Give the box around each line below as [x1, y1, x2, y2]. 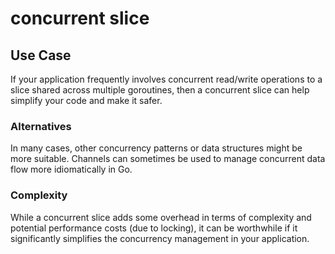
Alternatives [10, 119, 72, 133]
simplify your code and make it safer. [10, 95, 163, 106]
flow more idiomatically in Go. [10, 163, 133, 176]
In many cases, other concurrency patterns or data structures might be [10, 142, 303, 154]
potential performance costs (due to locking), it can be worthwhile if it [10, 222, 298, 234]
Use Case [10, 47, 72, 64]
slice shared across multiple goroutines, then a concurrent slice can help [10, 84, 310, 96]
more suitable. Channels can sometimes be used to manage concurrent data [10, 153, 326, 165]
